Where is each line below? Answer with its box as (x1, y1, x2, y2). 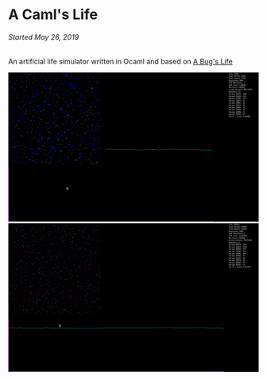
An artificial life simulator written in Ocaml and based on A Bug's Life (8, 57, 233, 67)
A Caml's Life (8, 6, 98, 24)
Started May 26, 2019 (8, 32, 79, 41)
